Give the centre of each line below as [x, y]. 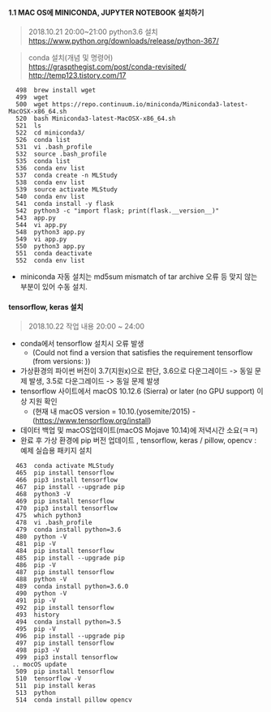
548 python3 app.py [50, 232]
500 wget [32, 105]
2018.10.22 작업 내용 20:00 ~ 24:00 [86, 326]
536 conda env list [50, 169]
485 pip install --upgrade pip [71, 558]
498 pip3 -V [38, 650]
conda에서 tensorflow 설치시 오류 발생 [82, 344]
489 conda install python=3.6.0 [72, 587]
